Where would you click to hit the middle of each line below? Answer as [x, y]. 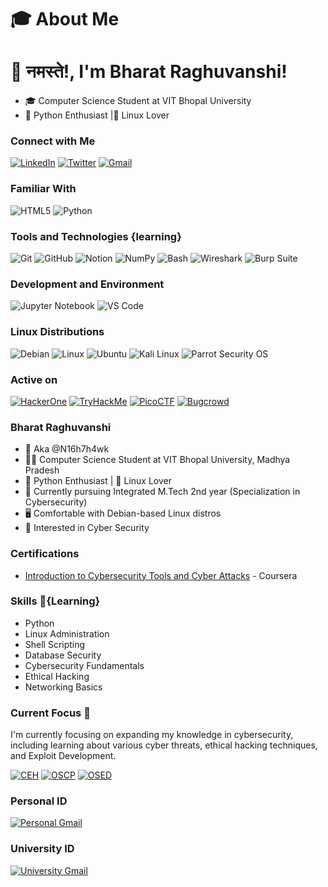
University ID [42, 849]
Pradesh [42, 470]
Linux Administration [67, 633]
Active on [34, 379]
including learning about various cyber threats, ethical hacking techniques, [164, 745]
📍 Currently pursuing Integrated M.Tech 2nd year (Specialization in [162, 492]
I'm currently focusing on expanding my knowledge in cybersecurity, [152, 735]
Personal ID [39, 801]
